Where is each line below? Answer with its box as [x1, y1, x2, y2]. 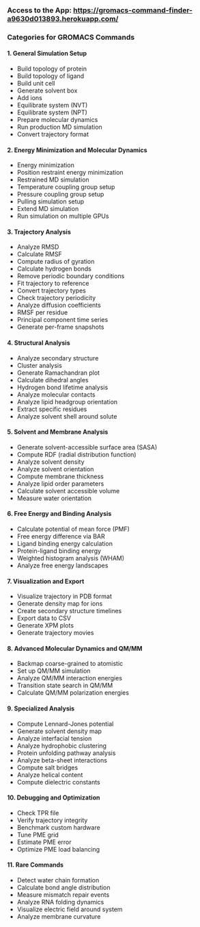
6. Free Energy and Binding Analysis [7, 510, 112, 518]
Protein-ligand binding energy [16, 547, 101, 555]
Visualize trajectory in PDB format [16, 592, 113, 601]
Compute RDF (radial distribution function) [16, 450, 137, 458]
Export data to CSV [16, 614, 72, 622]
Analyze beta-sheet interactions [16, 756, 108, 764]
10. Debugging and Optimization [7, 793, 100, 802]
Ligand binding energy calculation [16, 540, 113, 548]
